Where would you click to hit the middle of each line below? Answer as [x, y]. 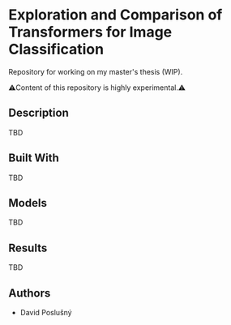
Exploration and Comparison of [115, 15]
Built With [34, 158]
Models [28, 203]
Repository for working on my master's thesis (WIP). [96, 71]
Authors [30, 293]
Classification [56, 49]
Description [38, 113]
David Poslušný [46, 312]
